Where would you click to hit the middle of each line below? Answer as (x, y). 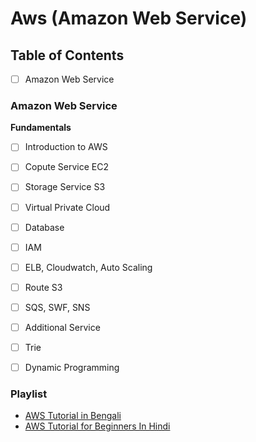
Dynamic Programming (72, 368)
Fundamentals (41, 128)
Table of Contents (67, 55)
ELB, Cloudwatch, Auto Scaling (88, 267)
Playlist (29, 394)
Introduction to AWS (66, 147)
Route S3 (43, 287)
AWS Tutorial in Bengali (73, 416)
